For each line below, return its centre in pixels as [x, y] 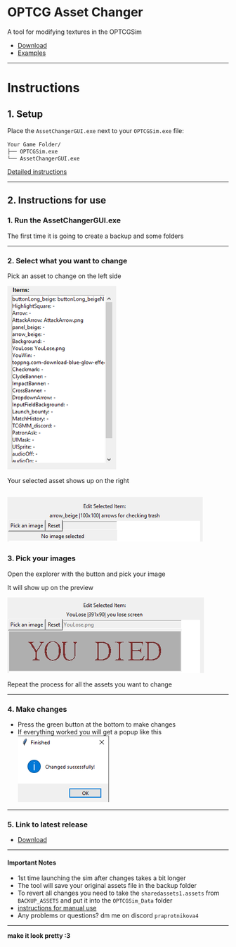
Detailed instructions [37, 171]
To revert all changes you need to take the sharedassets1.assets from [118, 893]
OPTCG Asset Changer [75, 12]
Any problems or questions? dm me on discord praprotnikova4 [108, 915]
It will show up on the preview [50, 587]
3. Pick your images [41, 558]
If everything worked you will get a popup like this [90, 732]
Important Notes [32, 863]
